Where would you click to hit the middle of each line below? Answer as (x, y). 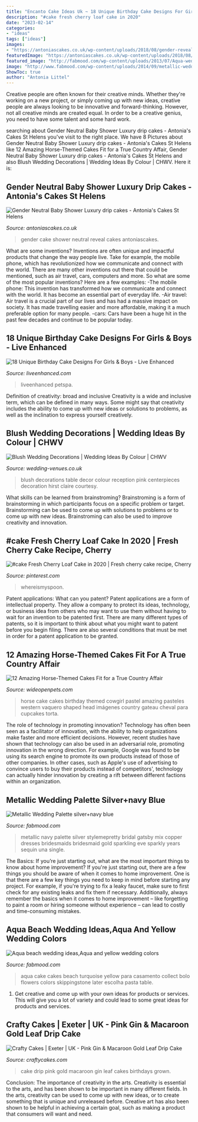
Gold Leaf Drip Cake (44, 1034)
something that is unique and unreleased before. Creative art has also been (98, 1101)
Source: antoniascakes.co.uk (42, 228)
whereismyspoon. (42, 587)
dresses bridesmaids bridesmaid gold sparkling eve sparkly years (100, 843)
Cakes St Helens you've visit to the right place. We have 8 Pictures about (95, 137)
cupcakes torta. (39, 714)
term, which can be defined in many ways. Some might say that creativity (95, 402)
